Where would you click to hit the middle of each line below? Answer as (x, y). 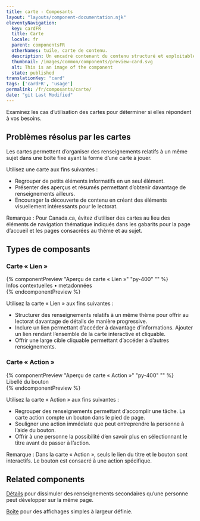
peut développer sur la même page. (50, 500)
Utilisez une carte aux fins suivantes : (52, 169)
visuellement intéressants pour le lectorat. (66, 206)
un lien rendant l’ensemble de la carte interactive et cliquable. (90, 334)
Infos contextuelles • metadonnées (49, 286)
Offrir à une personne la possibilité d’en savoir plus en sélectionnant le (101, 436)
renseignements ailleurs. (45, 193)
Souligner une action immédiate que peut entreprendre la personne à (99, 424)
